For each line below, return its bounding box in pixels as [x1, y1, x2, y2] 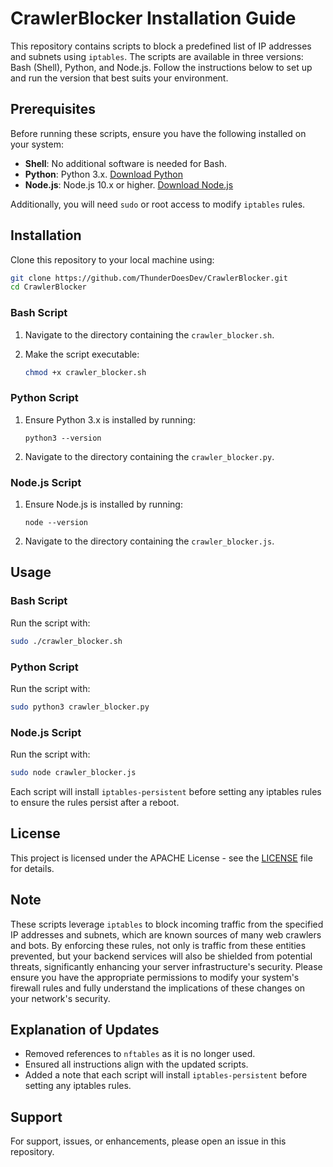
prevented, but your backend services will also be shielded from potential [10, 950, 313, 962]
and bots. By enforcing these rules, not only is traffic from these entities [10, 939, 307, 951]
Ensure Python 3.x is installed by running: [24, 413, 196, 426]
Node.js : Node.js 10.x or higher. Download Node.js [24, 178, 234, 191]
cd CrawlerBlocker [10, 282, 87, 292]
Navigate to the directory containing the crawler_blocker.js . [24, 535, 275, 547]
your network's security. [10, 992, 111, 1004]
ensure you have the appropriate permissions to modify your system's [10, 971, 300, 983]
